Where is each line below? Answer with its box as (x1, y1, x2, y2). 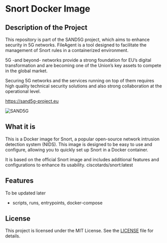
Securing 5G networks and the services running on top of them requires (5, 78, 154, 83)
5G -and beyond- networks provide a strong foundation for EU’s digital (5, 57, 152, 63)
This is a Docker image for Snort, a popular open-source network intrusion (5, 136, 160, 142)
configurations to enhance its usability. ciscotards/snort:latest (5, 162, 133, 168)
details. (5, 233, 21, 239)
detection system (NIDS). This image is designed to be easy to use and (5, 141, 152, 147)
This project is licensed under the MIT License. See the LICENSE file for (5, 228, 154, 234)
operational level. (5, 88, 41, 94)
